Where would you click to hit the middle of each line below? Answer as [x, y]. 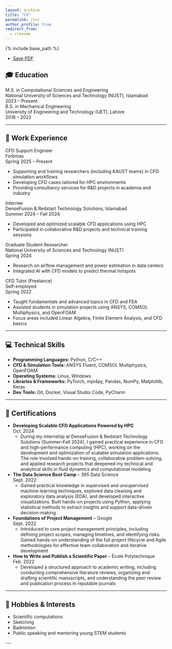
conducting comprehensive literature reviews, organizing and [85, 573]
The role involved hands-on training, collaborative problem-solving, [91, 458]
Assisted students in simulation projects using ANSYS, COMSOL [80, 307]
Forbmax [15, 156]
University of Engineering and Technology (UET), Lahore [65, 112]
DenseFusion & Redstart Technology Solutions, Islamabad [66, 208]
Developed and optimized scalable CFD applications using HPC [80, 224]
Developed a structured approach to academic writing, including [88, 567]
